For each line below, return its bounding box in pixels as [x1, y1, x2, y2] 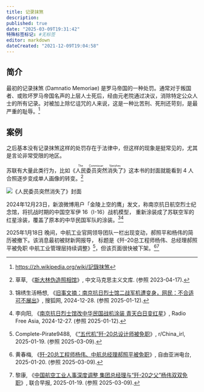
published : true [6, 20, 47, 26]
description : [6, 15, 39, 21]
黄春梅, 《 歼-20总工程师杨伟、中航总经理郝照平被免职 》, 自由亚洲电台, [15, 351, 192, 358]
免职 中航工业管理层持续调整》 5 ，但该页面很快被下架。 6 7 [16, 243, 160, 252]
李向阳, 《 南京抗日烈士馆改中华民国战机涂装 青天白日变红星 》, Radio [15, 310, 186, 317]
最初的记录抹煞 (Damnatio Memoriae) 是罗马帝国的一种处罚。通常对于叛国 [6, 84, 192, 91]
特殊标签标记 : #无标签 [6, 32, 56, 38]
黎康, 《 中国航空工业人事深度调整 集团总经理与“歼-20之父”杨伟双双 [15, 371, 183, 379]
